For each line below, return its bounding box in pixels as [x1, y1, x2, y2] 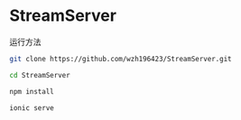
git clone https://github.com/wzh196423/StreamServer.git [9, 54, 232, 63]
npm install [9, 87, 54, 96]
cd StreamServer [9, 70, 70, 79]
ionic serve [9, 103, 54, 113]
